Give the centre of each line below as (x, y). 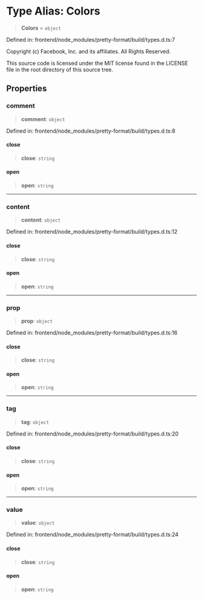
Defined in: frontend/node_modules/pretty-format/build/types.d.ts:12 (92, 232)
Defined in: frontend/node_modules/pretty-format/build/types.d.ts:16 (92, 333)
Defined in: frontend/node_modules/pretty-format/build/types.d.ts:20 (92, 434)
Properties (27, 89)
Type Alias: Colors (53, 11)
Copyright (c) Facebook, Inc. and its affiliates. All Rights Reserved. (89, 51)
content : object (41, 220)
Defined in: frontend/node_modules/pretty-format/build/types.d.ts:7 (91, 39)
